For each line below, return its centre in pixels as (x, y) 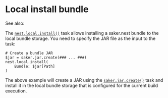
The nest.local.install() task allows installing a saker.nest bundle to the (82, 33)
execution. (16, 91)
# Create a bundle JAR (29, 53)
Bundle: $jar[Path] (35, 66)
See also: (15, 23)
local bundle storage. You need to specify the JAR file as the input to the (80, 38)
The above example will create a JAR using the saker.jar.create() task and (84, 80)
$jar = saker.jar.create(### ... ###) (46, 57)
